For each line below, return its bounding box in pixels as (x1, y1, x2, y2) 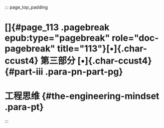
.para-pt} (4, 101, 44, 113)
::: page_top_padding (4, 4, 48, 10)
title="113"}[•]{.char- (57, 43, 148, 54)
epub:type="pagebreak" (4, 32, 110, 44)
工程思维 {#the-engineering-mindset (4, 90, 160, 102)
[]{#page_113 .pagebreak (4, 22, 110, 33)
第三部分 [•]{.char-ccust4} (40, 55, 153, 66)
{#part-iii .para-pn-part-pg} (4, 66, 123, 77)
